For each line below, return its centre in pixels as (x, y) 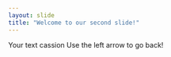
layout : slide (32, 15)
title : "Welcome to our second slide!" (74, 23)
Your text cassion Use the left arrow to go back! (86, 45)
